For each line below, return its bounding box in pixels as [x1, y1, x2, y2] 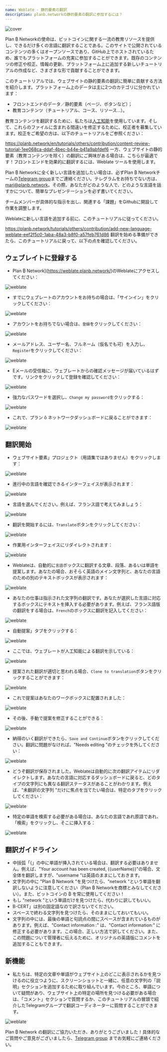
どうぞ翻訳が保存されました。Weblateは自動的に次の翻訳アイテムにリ [12, 768, 156, 774]
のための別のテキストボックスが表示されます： [12, 575, 109, 581]
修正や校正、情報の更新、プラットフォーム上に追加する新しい [13, 61, 141, 67]
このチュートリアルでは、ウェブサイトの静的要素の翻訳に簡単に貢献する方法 [5, 78, 163, 84]
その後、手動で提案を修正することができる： [12, 715, 105, 721]
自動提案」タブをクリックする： [12, 628, 78, 634]
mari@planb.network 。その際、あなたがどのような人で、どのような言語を [5, 182, 157, 188]
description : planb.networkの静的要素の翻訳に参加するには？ [5, 12, 123, 17]
